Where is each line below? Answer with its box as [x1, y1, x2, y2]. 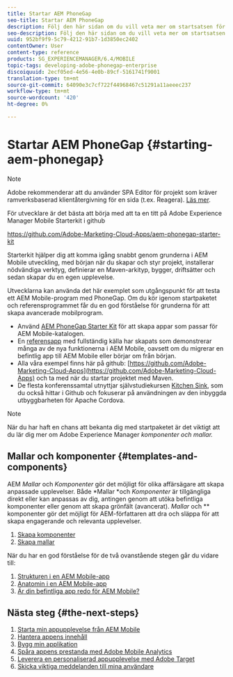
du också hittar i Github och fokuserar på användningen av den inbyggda [17, 388, 227, 397]
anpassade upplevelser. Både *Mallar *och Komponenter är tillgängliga [7, 487, 211, 495]
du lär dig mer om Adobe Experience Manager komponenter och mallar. [7, 430, 214, 438]
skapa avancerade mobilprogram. [7, 308, 104, 317]
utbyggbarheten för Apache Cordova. [17, 396, 125, 404]
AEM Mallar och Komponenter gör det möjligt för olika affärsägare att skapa [7, 479, 225, 488]
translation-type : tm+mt [7, 74, 79, 82]
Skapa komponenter [17, 530, 76, 539]
